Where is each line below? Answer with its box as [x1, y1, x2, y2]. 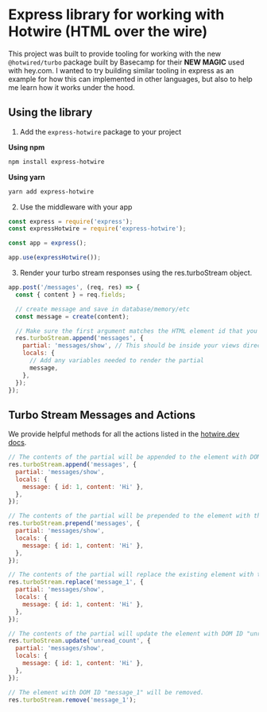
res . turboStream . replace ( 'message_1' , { [8, 578, 145, 586]
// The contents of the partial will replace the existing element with [8, 571, 254, 579]
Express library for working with [8, 6, 225, 24]
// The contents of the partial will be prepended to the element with [8, 512, 250, 520]
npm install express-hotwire [8, 158, 105, 166]
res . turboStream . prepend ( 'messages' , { [8, 519, 141, 527]
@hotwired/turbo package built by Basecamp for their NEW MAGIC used [8, 57, 245, 67]
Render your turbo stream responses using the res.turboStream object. [19, 268, 253, 277]
